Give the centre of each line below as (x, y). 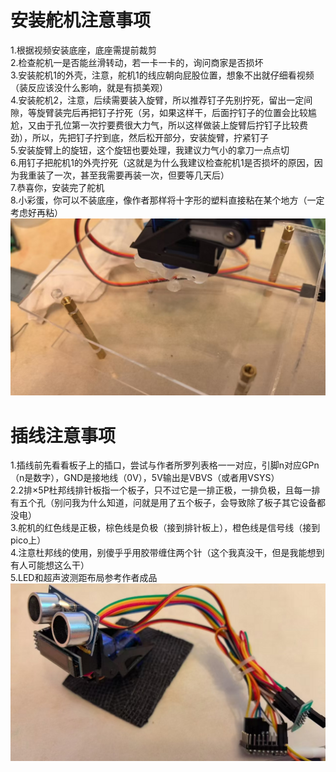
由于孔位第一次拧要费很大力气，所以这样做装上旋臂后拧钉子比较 (168, 125)
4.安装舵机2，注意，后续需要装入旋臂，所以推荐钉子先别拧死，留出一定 (157, 100)
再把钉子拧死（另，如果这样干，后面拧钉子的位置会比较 (193, 112)
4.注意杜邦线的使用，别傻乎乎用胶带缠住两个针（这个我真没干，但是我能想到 (167, 553)
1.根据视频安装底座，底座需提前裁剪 (83, 50)
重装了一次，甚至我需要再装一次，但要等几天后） (128, 175)
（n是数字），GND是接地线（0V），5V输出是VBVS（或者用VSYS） (145, 478)
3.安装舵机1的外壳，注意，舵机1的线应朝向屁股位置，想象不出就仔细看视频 (162, 75)
